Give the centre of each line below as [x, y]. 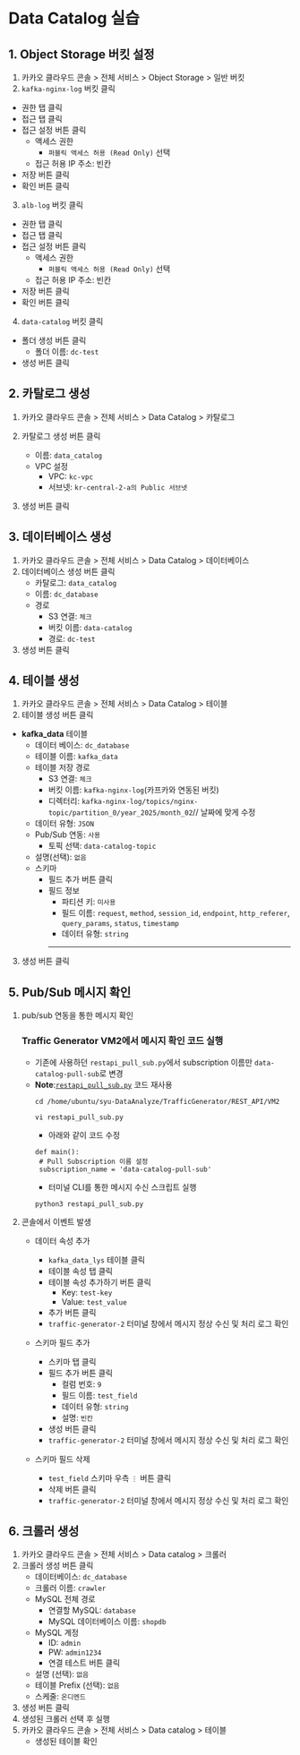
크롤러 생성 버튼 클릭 [57, 1566]
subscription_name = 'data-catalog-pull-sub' [125, 1169]
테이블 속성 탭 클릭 [81, 1271]
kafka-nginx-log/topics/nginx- [140, 802]
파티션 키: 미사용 [89, 902]
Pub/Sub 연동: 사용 [67, 835]
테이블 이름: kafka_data [76, 757]
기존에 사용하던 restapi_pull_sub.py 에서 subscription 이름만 [143, 1062]
